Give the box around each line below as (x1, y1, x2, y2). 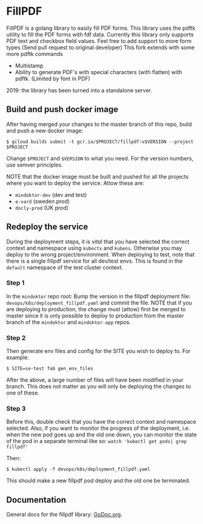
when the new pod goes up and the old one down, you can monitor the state (6, 431, 197, 438)
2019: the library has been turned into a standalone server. (6, 86, 153, 94)
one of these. (6, 389, 39, 396)
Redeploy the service (6, 222, 88, 232)
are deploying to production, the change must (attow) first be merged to (6, 305, 186, 312)
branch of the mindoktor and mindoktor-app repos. (6, 318, 131, 326)
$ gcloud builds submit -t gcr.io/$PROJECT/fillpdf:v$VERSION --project (6, 139, 194, 145)
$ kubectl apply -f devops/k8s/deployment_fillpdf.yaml (6, 466, 150, 472)
